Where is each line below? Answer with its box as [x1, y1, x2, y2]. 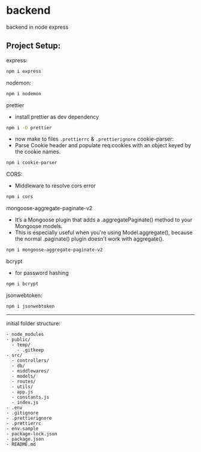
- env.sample [6, 426, 39, 432]
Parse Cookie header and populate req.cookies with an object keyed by [14, 142, 191, 149]
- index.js [11, 399, 39, 405]
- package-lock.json [6, 430, 58, 437]
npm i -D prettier [6, 125, 52, 131]
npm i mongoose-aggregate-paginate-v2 [6, 247, 103, 253]
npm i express [6, 68, 42, 74]
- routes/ [11, 378, 36, 384]
